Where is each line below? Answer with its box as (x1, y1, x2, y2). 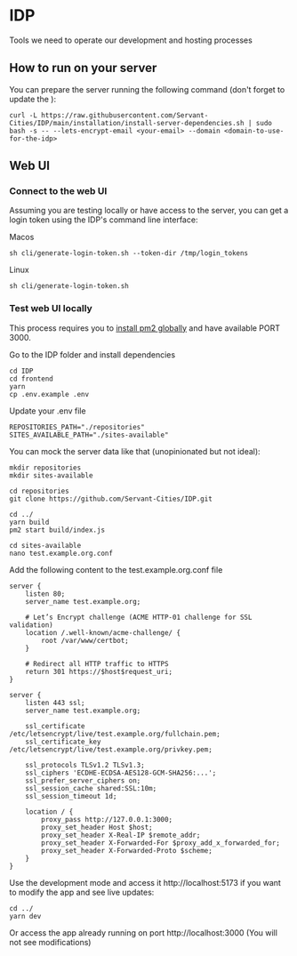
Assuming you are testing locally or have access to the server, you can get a (9, 205, 289, 216)
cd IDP (9, 366, 34, 375)
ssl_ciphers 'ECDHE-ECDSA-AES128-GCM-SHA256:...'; (25, 768, 217, 777)
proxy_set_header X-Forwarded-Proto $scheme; (41, 846, 213, 855)
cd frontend (9, 374, 53, 383)
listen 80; (25, 589, 66, 599)
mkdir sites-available (9, 470, 93, 480)
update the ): (9, 93, 56, 104)
